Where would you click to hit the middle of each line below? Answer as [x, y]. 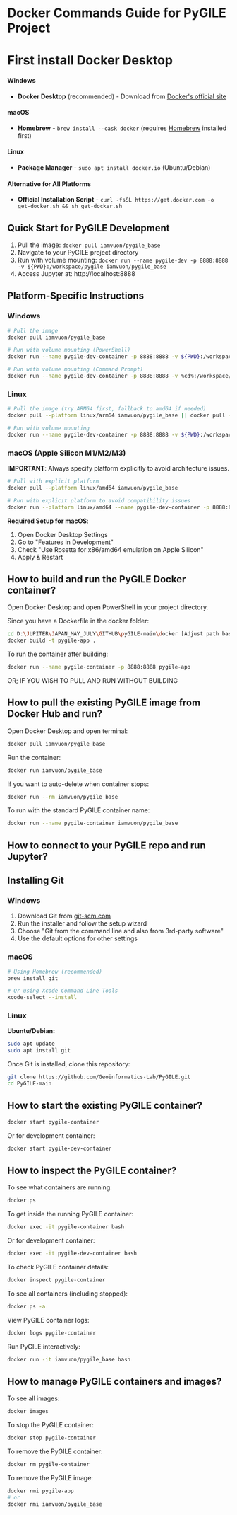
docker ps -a [26, 1306]
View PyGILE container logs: [48, 1320]
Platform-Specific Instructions [76, 296]
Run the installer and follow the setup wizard [82, 923]
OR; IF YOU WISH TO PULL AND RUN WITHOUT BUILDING [93, 680]
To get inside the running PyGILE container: [71, 1214]
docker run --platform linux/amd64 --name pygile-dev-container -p [109, 507]
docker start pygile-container [53, 1122]
